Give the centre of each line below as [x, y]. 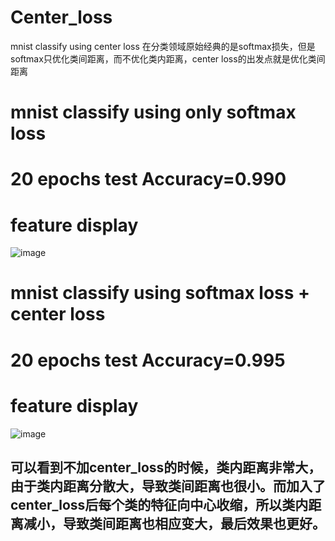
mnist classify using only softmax [153, 112]
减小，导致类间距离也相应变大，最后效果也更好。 [174, 523]
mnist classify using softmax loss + [160, 293]
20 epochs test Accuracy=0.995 [148, 360]
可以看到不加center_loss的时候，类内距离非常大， [166, 467]
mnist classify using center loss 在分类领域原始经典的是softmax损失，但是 [163, 46]
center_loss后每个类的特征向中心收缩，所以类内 [159, 504]
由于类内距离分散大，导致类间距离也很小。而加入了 [168, 486]
